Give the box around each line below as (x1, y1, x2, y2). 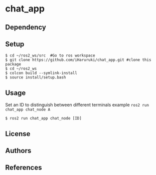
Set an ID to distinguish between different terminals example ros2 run (5, 102, 149, 108)
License (5, 129, 31, 138)
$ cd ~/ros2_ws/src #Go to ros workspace (5, 53, 95, 58)
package (5, 62, 22, 67)
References (5, 163, 42, 172)
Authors (5, 146, 32, 155)
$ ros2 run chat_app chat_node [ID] (5, 116, 82, 121)
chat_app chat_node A (5, 107, 51, 112)
